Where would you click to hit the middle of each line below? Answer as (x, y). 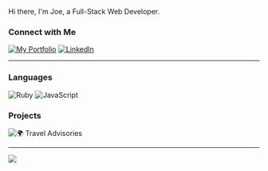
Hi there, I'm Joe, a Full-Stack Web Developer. (84, 12)
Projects (25, 115)
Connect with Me (42, 32)
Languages (31, 77)
